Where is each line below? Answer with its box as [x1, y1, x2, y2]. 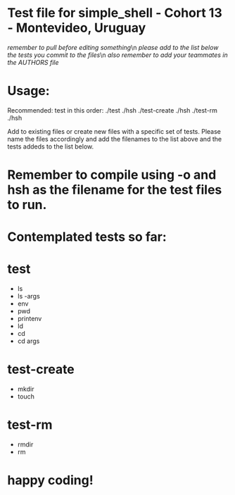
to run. [7, 197, 47, 213]
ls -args [17, 292, 40, 301]
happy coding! [7, 472, 94, 489]
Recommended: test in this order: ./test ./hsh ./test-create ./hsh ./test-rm [7, 106, 218, 114]
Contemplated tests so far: [7, 229, 167, 245]
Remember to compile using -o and [7, 167, 217, 183]
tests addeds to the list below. [7, 142, 94, 151]
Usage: [7, 83, 51, 99]
